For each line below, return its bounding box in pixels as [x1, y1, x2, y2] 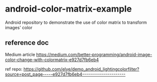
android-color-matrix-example [5, 3, 132, 15]
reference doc [5, 39, 49, 47]
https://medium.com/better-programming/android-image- [36, 51, 153, 57]
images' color [5, 24, 33, 30]
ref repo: [5, 66, 23, 72]
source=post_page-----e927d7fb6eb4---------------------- [5, 71, 126, 77]
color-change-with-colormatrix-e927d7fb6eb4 [5, 57, 99, 63]
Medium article [5, 51, 36, 57]
